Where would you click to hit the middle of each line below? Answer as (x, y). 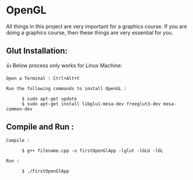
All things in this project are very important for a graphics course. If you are (96, 26)
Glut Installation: (37, 51)
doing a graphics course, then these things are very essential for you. (90, 32)
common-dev (19, 109)
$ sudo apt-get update (49, 99)
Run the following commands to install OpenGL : (66, 88)
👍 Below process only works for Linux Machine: (64, 65)
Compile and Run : (40, 127)
